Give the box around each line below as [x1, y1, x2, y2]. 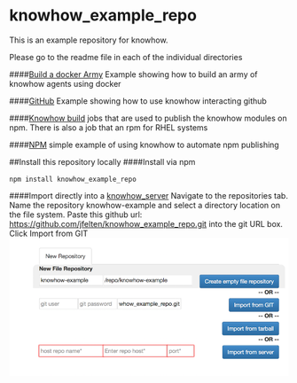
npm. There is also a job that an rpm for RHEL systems [9, 121, 208, 133]
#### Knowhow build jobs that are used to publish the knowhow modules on [9, 113, 287, 123]
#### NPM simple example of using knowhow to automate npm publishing [9, 139, 279, 150]
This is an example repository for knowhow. [9, 35, 168, 45]
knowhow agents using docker [9, 78, 121, 89]
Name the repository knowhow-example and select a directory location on [9, 199, 281, 210]
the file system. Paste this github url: [9, 209, 143, 220]
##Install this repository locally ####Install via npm [9, 156, 196, 167]
